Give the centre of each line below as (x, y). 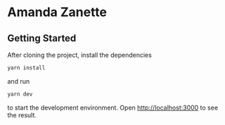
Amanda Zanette (57, 12)
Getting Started (42, 38)
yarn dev (20, 94)
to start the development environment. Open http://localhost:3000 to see (113, 107)
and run (19, 81)
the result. (22, 115)
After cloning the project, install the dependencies (80, 55)
